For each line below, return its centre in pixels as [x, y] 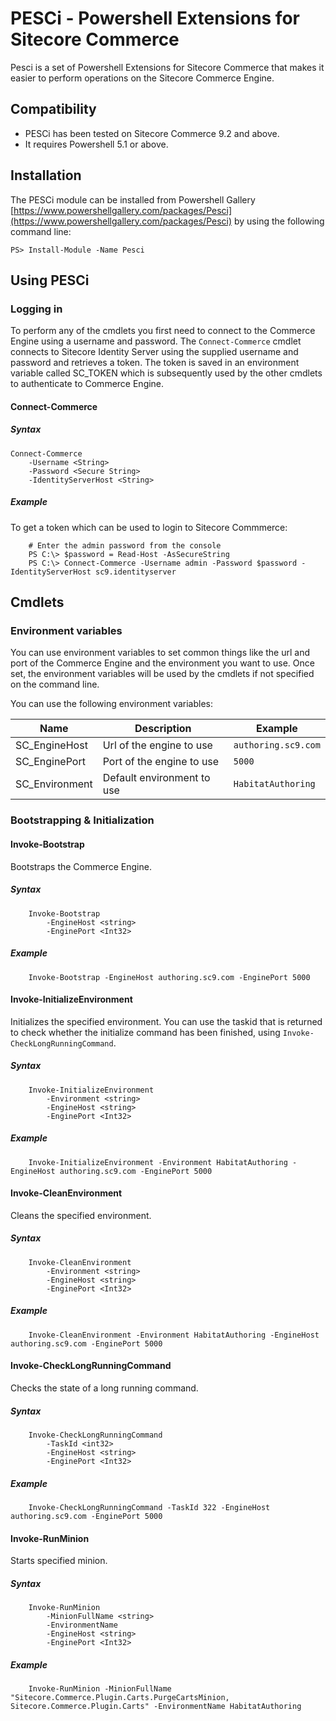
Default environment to [156, 778]
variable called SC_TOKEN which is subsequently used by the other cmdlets [166, 373]
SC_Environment [54, 784]
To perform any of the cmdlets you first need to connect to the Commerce [163, 331]
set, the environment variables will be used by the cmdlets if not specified [162, 674]
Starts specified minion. [59, 1561]
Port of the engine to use [161, 762]
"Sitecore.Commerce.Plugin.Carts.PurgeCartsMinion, [120, 1698]
